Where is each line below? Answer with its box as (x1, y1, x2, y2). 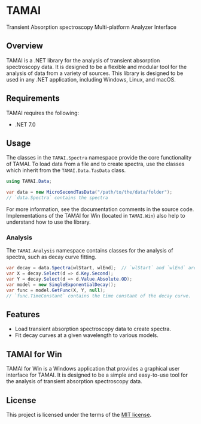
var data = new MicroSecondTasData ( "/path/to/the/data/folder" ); (6, 190, 172, 196)
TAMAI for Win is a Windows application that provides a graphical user (6, 365, 180, 372)
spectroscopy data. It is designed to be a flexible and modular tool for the (6, 63, 187, 70)
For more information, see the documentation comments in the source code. (6, 206, 194, 213)
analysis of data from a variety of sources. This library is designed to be (6, 70, 184, 77)
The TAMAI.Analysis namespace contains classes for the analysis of (6, 247, 173, 254)
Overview (6, 41, 44, 51)
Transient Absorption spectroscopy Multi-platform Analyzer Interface (6, 23, 177, 31)
